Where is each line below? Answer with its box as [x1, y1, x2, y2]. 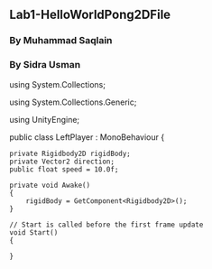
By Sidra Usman [9, 59, 81, 71]
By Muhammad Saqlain [9, 34, 113, 47]
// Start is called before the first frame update [9, 220, 204, 229]
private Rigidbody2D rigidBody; [9, 149, 131, 158]
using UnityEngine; [9, 114, 80, 125]
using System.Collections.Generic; [9, 97, 137, 107]
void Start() [9, 227, 59, 237]
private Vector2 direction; [9, 157, 115, 166]
